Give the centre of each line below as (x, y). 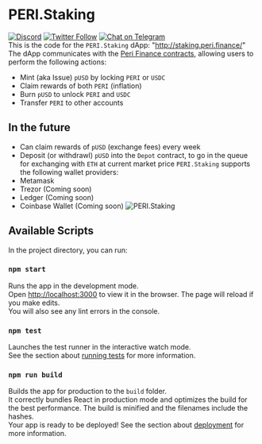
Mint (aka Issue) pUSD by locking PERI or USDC (92, 77)
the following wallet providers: (69, 172)
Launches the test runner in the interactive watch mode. (100, 347)
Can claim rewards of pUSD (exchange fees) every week (110, 147)
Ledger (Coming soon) (57, 197)
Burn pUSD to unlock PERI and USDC (75, 94)
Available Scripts (51, 231)
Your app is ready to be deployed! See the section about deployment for (126, 425)
